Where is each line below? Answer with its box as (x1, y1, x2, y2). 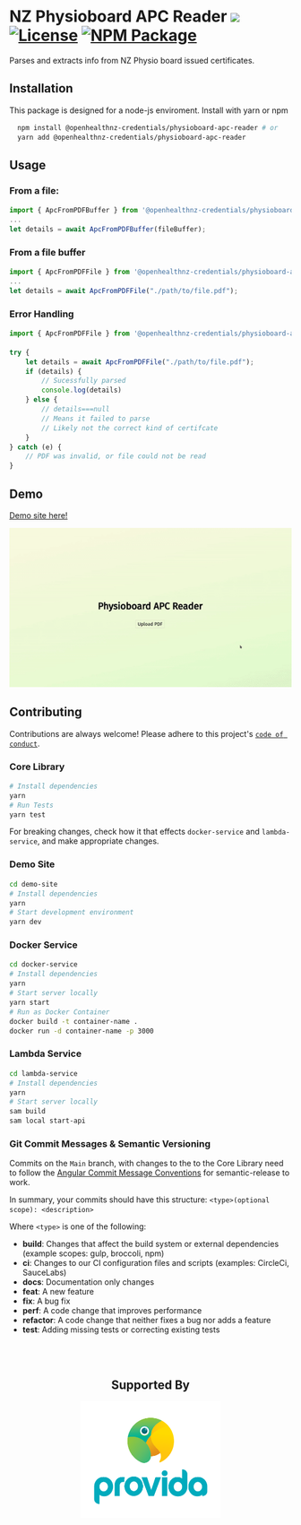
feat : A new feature (21, 1287, 94, 1297)
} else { (25, 395, 58, 404)
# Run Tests (9, 801, 54, 810)
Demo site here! (9, 509, 68, 521)
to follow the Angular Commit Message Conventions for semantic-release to (9, 1167, 290, 1178)
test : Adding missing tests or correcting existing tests (21, 1324, 220, 1335)
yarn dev (9, 917, 42, 927)
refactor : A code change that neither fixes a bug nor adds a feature (21, 1315, 271, 1326)
